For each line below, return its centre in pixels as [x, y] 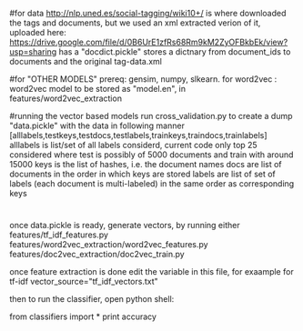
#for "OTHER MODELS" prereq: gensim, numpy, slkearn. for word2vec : [143, 79]
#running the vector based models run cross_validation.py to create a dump [151, 116]
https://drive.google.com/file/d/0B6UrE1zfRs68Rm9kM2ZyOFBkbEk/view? [149, 42]
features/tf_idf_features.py [59, 235]
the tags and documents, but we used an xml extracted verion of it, [135, 23]
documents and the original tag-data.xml [86, 61]
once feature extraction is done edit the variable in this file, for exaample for [151, 272]
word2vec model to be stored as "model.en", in [98, 89]
